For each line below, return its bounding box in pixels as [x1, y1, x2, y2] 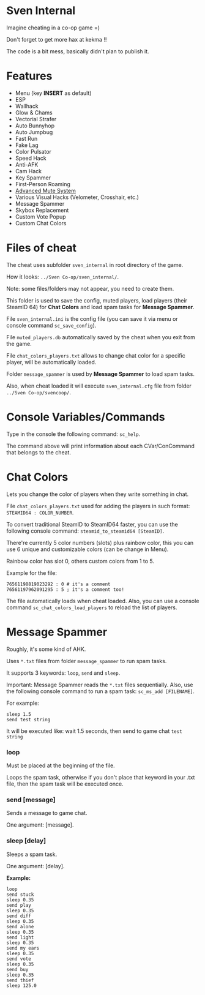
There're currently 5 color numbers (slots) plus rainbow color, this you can [6, 539, 194, 546]
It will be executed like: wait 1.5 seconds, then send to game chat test [6, 727, 182, 735]
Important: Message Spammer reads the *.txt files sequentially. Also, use [6, 681, 194, 688]
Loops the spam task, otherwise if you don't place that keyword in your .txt [6, 773, 195, 781]
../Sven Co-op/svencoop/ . [6, 388, 72, 396]
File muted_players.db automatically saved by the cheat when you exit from [6, 333, 196, 340]
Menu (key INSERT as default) [15, 89, 92, 97]
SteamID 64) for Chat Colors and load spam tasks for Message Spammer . [6, 303, 195, 310]
